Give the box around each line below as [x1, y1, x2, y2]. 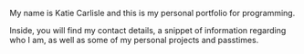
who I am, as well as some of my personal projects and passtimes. [9, 35, 259, 45]
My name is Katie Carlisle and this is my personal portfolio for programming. [9, 8, 296, 18]
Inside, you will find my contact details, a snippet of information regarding [9, 25, 287, 35]
